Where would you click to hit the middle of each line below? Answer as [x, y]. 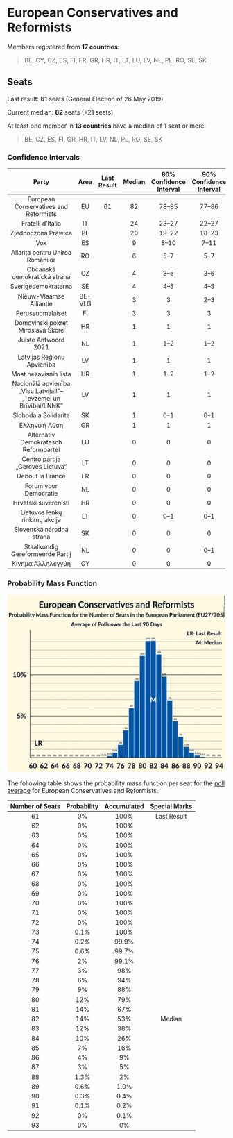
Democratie [41, 493]
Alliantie [42, 303]
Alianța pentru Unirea [41, 252]
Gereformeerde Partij [41, 554]
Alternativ [41, 435]
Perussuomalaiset [41, 313]
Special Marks [171, 806]
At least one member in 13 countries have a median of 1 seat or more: [107, 126]
